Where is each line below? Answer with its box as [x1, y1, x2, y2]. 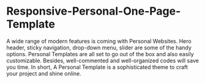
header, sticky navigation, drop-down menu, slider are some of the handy [6, 44, 192, 51]
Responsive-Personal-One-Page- [6, 4, 181, 18]
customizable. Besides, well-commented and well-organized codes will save [6, 57, 199, 64]
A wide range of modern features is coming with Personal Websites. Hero [6, 37, 192, 45]
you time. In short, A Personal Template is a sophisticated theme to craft [6, 63, 188, 71]
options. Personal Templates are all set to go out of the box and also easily [6, 50, 194, 57]
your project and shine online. [6, 70, 81, 77]
